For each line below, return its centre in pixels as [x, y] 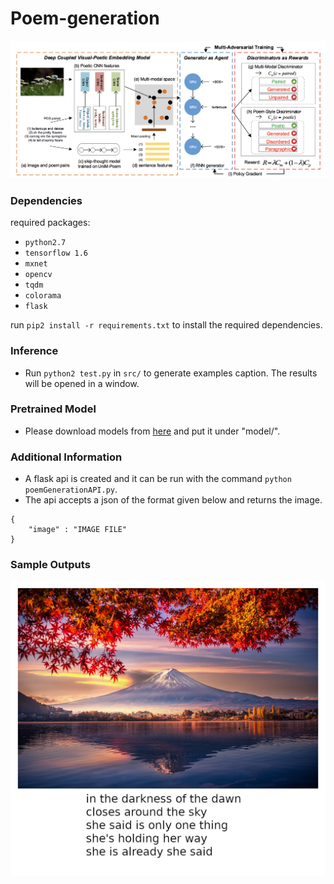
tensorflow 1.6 [56, 253]
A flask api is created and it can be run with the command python [158, 479]
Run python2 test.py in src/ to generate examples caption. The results [171, 373]
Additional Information [66, 457]
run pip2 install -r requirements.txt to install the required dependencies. [166, 325]
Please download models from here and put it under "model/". [152, 431]
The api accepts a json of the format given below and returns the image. [173, 500]
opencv [38, 275]
